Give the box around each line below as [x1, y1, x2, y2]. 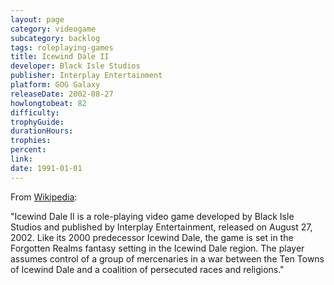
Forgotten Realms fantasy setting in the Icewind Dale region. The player [10, 242, 305, 254]
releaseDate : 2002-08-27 [10, 89, 114, 99]
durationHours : [10, 126, 74, 136]
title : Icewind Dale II [10, 52, 110, 62]
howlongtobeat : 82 [10, 98, 87, 108]
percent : [10, 145, 47, 155]
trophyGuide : [10, 117, 65, 127]
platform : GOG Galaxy [10, 80, 101, 90]
